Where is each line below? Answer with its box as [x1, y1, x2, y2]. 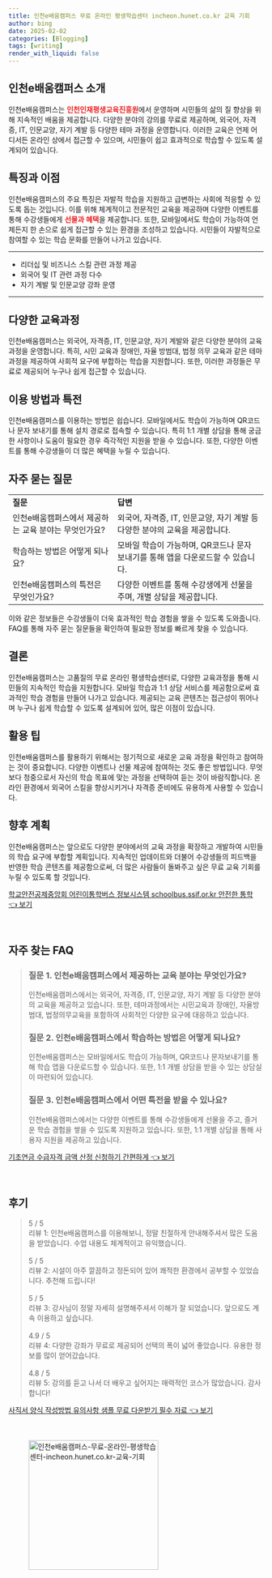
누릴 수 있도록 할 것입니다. [8, 872, 91, 881]
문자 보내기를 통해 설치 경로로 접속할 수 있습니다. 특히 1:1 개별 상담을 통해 [16, 426, 247, 436]
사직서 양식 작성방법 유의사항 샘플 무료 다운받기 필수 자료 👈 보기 [8, 1405, 214, 1414]
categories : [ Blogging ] [8, 34, 89, 43]
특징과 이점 [8, 171, 61, 185]
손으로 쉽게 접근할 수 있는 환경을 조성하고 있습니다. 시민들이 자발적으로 [38, 224, 261, 234]
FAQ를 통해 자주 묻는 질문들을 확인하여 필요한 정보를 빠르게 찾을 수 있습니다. [8, 624, 249, 633]
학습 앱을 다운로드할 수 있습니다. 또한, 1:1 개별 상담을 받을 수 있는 [36, 1062, 241, 1072]
